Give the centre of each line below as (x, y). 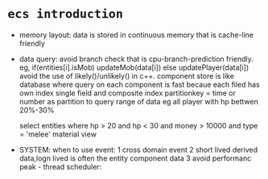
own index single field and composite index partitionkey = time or (128, 93)
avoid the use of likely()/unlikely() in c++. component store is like (127, 75)
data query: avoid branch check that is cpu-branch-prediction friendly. (136, 59)
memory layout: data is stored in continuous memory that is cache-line (136, 35)
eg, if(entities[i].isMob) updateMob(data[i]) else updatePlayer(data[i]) (134, 67)
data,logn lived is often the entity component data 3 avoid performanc (135, 158)
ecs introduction (66, 14)
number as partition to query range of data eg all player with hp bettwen (138, 101)
